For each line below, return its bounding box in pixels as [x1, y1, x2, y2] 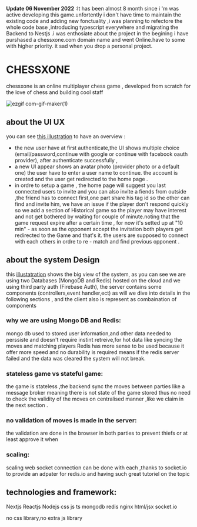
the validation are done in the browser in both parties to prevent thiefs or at [6, 429, 188, 437]
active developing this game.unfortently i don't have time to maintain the [6, 11, 181, 18]
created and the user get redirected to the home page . [14, 175, 148, 182]
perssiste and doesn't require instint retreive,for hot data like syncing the [6, 336, 182, 343]
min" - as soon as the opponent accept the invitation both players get [14, 225, 183, 232]
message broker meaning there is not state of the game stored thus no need [6, 389, 191, 396]
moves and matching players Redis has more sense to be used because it [6, 342, 185, 349]
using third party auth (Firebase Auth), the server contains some [6, 283, 162, 290]
